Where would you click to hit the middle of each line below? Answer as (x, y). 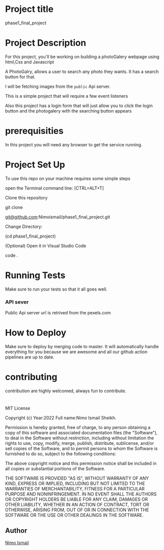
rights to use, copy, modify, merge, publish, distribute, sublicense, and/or (80, 443)
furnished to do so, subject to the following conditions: (61, 454)
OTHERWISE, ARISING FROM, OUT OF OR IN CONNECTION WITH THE (77, 510)
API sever (17, 302)
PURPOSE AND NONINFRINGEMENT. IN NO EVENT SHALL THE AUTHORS (81, 494)
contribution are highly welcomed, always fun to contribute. (66, 391)
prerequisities (34, 131)
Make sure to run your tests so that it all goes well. (56, 289)
